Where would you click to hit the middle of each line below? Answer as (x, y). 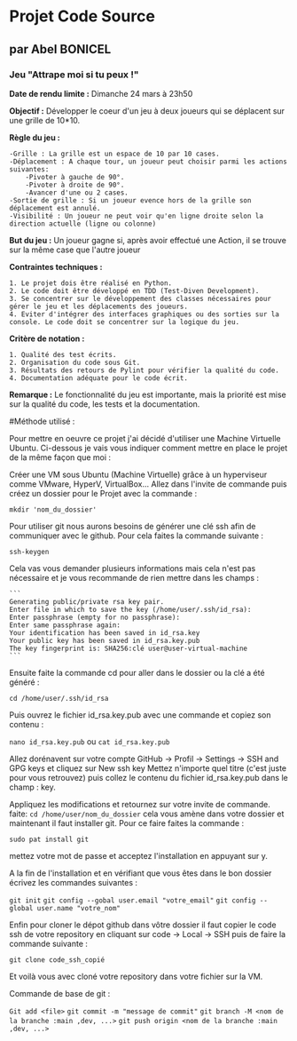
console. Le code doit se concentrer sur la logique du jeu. (125, 322)
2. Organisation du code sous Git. (75, 362)
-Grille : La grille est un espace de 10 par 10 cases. (114, 154)
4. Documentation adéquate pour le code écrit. (99, 378)
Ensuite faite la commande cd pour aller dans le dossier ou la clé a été (137, 672)
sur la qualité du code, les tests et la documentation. (105, 404)
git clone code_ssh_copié (57, 960)
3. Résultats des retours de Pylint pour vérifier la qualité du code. (144, 370)
